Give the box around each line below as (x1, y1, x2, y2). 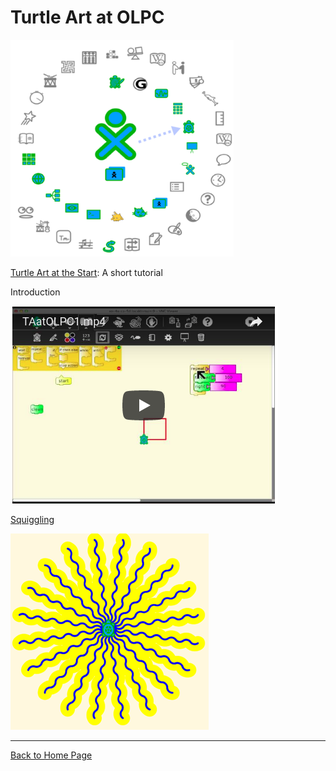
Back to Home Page (10, 749, 93, 761)
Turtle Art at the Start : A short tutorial (10, 266, 163, 278)
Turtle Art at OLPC (10, 6, 165, 29)
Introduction (10, 286, 61, 298)
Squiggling (10, 513, 55, 525)
